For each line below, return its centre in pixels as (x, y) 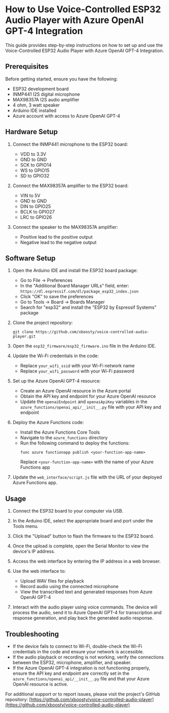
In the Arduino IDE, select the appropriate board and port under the (83, 521)
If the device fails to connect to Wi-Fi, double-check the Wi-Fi (77, 646)
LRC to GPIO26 (36, 217)
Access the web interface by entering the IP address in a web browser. (87, 561)
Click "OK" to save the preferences (57, 297)
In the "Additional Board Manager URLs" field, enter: (75, 286)
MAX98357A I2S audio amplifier (46, 99)
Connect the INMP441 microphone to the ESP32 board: (70, 144)
